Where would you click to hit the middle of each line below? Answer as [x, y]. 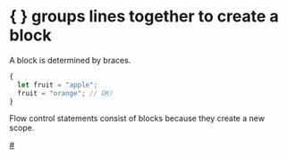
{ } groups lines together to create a [144, 17]
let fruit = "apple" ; [58, 85]
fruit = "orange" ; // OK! [66, 93]
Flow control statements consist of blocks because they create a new [137, 119]
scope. [22, 128]
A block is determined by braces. [70, 60]
